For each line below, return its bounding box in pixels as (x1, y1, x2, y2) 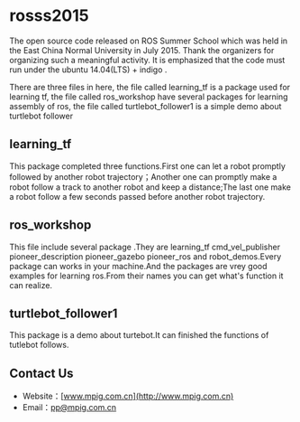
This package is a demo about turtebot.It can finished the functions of (9, 330, 269, 341)
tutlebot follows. (9, 340, 69, 351)
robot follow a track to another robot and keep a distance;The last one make (9, 182, 291, 192)
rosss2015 (9, 5, 89, 26)
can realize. (9, 279, 52, 290)
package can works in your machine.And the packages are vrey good (9, 260, 268, 271)
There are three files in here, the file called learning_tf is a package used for (9, 81, 291, 92)
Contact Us (9, 365, 74, 380)
